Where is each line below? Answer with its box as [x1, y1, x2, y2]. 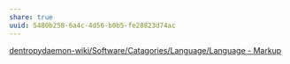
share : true [9, 12, 53, 22]
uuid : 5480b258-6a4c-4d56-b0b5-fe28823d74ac [9, 21, 176, 30]
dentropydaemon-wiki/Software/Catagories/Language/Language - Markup [9, 45, 282, 55]
